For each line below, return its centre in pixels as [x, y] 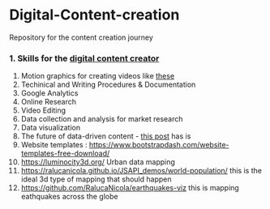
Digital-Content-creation [94, 15]
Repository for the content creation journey [81, 37]
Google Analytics [49, 93]
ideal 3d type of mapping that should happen [96, 179]
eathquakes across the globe [69, 197]
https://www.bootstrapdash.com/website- [159, 145]
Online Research [48, 102]
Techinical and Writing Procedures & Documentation [108, 85]
